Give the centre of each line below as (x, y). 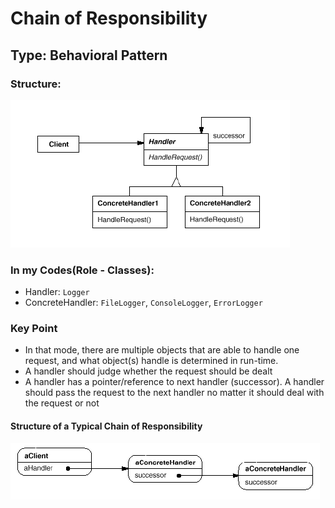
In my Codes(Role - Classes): (82, 270)
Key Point (34, 329)
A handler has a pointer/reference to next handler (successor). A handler (174, 382)
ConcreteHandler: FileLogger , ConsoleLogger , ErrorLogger (143, 303)
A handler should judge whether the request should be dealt (148, 371)
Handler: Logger (57, 292)
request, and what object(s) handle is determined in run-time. (151, 361)
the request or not (62, 403)
